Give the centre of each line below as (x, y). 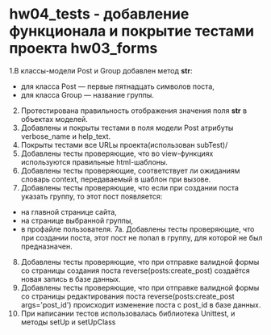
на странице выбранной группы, (77, 220)
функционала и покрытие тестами (132, 31)
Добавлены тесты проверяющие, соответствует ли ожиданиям (130, 170)
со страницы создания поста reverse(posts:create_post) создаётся (135, 270)
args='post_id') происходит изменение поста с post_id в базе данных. (141, 304)
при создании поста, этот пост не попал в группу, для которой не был (142, 237)
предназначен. (46, 246)
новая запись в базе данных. (71, 278)
